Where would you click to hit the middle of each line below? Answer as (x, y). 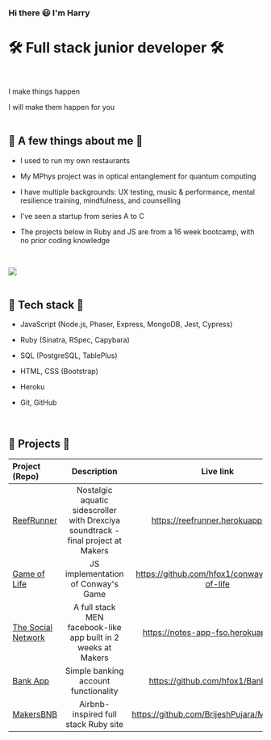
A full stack (95, 608)
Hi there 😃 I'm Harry (49, 13)
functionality (95, 692)
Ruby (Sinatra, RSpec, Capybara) (75, 340)
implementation (94, 574)
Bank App (31, 681)
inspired (88, 714)
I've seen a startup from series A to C (82, 216)
